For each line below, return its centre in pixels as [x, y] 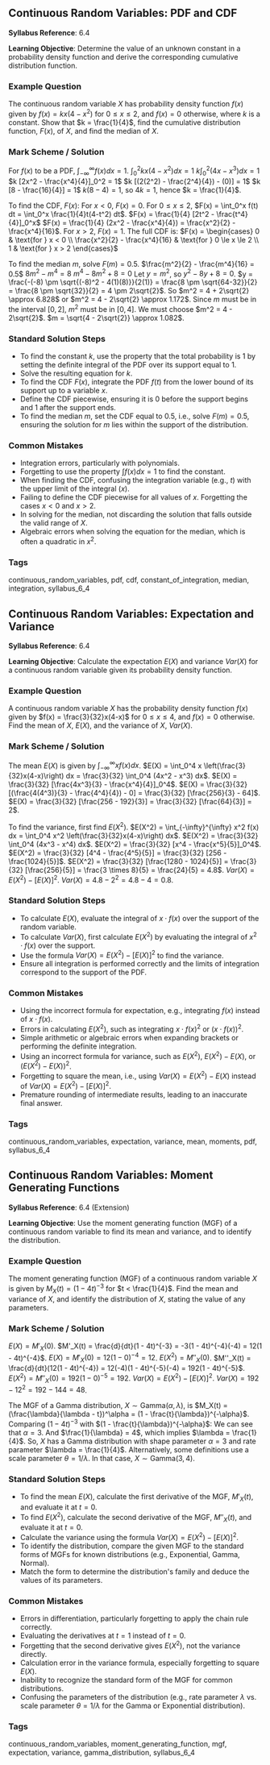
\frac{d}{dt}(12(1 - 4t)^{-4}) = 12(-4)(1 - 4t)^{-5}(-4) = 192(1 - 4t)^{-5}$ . [127, 1368]
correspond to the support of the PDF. [83, 972]
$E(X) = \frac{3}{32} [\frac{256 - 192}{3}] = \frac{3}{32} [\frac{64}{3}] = [130, 802]
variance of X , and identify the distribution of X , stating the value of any [127, 1299]
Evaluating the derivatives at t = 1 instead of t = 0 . [103, 1636]
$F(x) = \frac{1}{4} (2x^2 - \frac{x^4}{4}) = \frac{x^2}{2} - [139, 222]
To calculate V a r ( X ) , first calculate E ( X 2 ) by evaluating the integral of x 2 [139, 936]
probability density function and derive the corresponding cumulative [123, 56]
